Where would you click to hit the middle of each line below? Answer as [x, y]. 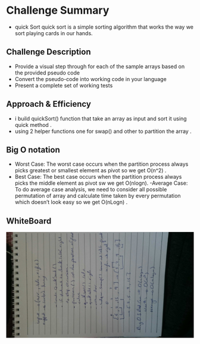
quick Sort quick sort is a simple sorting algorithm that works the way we [104, 27]
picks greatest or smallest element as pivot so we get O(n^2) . [90, 171]
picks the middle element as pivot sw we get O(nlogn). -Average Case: [101, 183]
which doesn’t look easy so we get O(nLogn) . [71, 202]
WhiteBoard [29, 221]
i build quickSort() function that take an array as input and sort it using [101, 118]
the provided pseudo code [47, 73]
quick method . [33, 125]
